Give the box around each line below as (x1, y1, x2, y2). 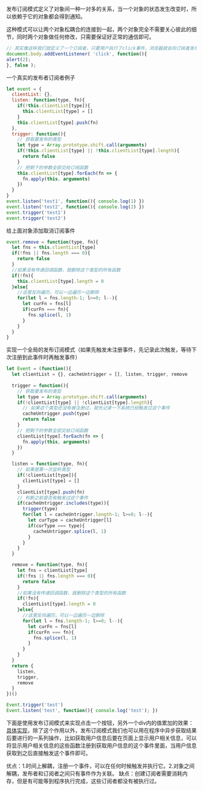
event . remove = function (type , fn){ (6, 239, 98, 245)
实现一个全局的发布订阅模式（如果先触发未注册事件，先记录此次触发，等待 (6, 346, 192, 354)
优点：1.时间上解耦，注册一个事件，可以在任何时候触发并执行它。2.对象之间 (6, 762, 195, 769)
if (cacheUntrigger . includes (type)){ (17, 500, 110, 507)
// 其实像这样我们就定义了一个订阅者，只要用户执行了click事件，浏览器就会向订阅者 (6, 45, 190, 51)
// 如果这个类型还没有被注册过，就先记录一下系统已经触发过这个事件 (22, 405, 170, 411)
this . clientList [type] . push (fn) (17, 120, 98, 126)
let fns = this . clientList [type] (11, 244, 96, 251)
